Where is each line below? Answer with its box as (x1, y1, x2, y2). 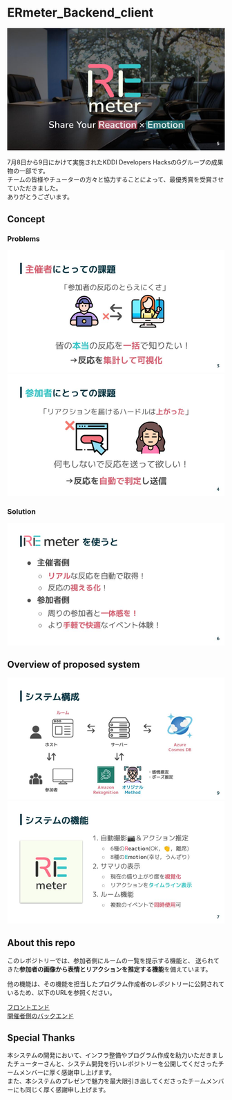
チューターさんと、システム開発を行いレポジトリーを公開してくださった (12, 1060, 219, 1068)
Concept (7, 213, 46, 225)
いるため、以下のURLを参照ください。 (7, 988, 116, 996)
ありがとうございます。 (7, 193, 74, 201)
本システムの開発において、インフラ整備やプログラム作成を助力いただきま (7, 1051, 218, 1059)
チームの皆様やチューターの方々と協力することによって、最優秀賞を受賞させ (7, 175, 224, 184)
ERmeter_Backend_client (7, 5, 154, 21)
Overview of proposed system (7, 659, 140, 670)
